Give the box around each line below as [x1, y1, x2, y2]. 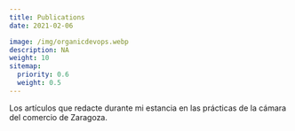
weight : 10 [9, 54, 50, 63]
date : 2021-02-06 [9, 21, 74, 30]
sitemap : [9, 62, 42, 71]
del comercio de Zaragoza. [9, 112, 108, 122]
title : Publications [9, 12, 86, 22]
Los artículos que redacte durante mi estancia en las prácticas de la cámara [9, 103, 287, 113]
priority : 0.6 [17, 70, 69, 80]
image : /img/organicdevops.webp [9, 37, 129, 46]
